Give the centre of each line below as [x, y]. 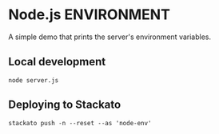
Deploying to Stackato [65, 105]
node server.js [34, 80]
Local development [57, 62]
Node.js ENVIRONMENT [89, 15]
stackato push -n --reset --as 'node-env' [80, 123]
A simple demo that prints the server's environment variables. [110, 37]
